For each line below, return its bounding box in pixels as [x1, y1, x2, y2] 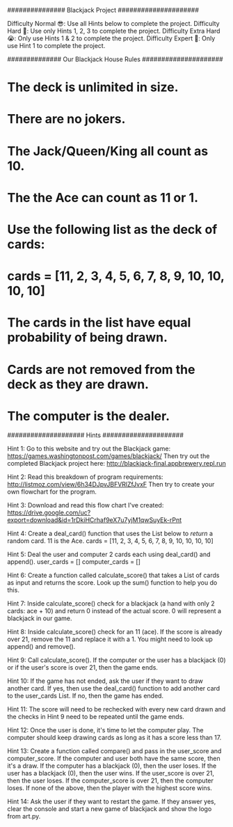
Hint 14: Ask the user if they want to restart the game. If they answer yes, [7, 797, 216, 806]
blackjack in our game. [7, 614, 72, 622]
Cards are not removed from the [7, 361, 195, 377]
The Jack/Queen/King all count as [7, 143, 209, 159]
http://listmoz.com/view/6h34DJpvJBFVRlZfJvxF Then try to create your [7, 480, 215, 489]
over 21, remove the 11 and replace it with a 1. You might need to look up [7, 635, 214, 643]
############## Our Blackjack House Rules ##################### [7, 55, 224, 63]
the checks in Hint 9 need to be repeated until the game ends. [7, 713, 184, 721]
